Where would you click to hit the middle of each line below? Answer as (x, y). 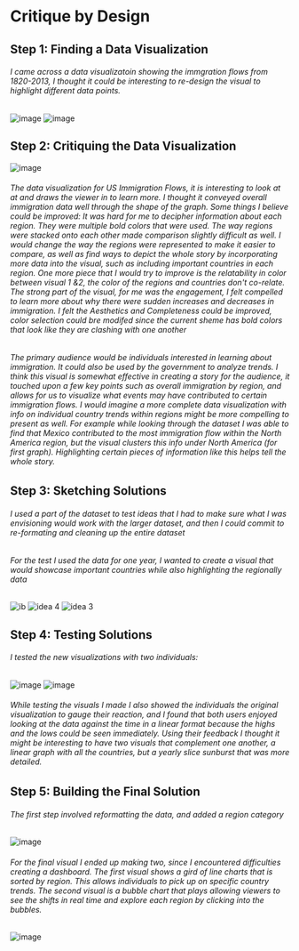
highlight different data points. (65, 91)
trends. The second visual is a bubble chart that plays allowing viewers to (145, 891)
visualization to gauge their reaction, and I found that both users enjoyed (144, 714)
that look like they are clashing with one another (98, 330)
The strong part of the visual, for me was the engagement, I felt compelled (146, 292)
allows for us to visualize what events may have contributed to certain (139, 395)
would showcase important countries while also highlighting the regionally (146, 569)
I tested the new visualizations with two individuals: (104, 657)
